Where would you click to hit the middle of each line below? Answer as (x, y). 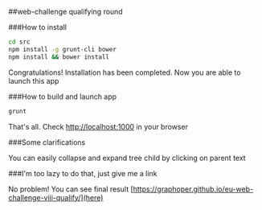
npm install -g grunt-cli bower (62, 49)
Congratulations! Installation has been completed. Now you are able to (125, 72)
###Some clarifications (47, 142)
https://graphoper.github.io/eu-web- (193, 189)
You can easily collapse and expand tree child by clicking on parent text (127, 158)
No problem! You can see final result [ (71, 189)
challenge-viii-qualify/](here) (56, 197)
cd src (19, 42)
